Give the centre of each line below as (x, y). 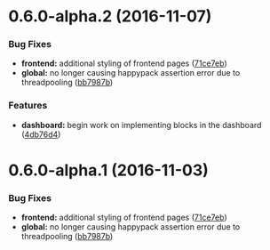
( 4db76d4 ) (41, 134)
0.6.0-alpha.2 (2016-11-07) (110, 16)
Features (28, 106)
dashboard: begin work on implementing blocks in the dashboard (141, 125)
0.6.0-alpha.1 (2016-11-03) (109, 170)
